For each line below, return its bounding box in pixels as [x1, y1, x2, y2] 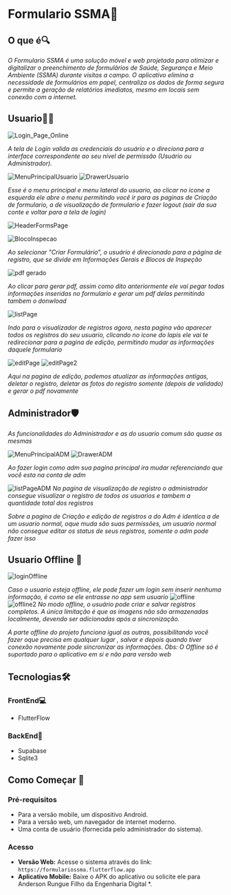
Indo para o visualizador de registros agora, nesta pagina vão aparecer [8, 323, 212, 332]
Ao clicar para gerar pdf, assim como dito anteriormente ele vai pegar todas [8, 282, 225, 290]
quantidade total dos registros [8, 499, 93, 507]
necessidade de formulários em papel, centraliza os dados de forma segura [8, 79, 224, 86]
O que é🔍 [8, 34, 50, 46]
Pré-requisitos [8, 794, 57, 804]
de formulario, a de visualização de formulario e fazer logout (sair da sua [8, 200, 217, 209]
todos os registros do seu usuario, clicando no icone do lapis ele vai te [8, 330, 208, 339]
